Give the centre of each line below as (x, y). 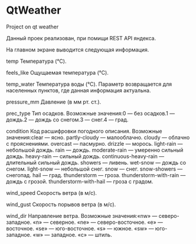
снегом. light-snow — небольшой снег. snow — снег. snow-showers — (94, 169)
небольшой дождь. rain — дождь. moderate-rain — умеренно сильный (95, 150)
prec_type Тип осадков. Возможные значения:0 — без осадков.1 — (91, 113)
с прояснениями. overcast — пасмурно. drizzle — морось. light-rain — (94, 143)
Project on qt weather (32, 27)
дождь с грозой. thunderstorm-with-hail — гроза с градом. (80, 181)
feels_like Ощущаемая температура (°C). (58, 72)
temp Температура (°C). (36, 61)
